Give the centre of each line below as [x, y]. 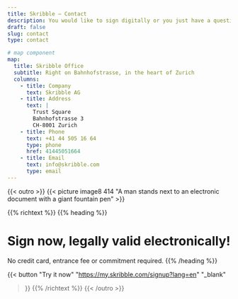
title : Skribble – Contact [47, 14]
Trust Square [52, 112]
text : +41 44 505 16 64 [61, 139]
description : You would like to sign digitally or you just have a [109, 20]
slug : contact [28, 34]
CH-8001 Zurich [55, 125]
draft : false [27, 27]
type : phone [44, 145]
